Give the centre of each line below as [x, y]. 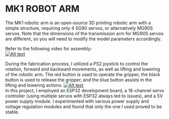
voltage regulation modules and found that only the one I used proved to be [84, 106]
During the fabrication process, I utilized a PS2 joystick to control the [76, 64]
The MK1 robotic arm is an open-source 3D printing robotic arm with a [78, 23]
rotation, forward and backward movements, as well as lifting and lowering [83, 69]
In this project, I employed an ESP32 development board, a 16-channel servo [85, 90]
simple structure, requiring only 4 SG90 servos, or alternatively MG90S [79, 28]
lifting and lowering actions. [34, 85]
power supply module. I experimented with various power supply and [77, 101]
